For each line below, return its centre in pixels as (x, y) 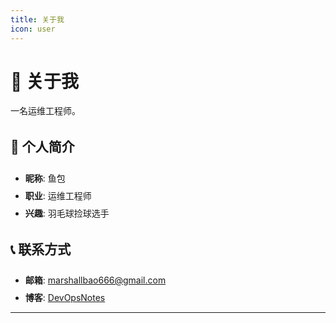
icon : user (33, 29)
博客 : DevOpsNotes (65, 298)
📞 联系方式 (41, 249)
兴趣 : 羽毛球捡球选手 (67, 213)
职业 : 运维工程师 (58, 195)
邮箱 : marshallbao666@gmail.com (95, 280)
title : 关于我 (37, 19)
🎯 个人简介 (42, 147)
